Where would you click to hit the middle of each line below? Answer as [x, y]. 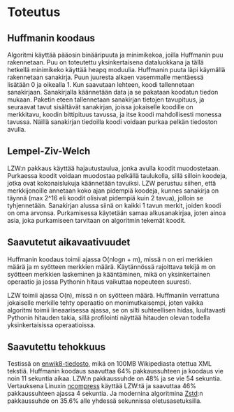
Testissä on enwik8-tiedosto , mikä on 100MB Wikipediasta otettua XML [109, 364]
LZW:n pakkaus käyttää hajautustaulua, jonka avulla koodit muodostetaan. [114, 168]
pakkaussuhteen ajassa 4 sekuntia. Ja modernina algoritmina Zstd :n [105, 394]
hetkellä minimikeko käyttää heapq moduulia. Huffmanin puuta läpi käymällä [116, 70]
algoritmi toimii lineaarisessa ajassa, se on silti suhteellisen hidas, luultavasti [116, 310]
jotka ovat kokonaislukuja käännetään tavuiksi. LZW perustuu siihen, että [112, 183]
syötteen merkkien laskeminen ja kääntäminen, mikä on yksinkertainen [109, 274]
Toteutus [34, 12]
